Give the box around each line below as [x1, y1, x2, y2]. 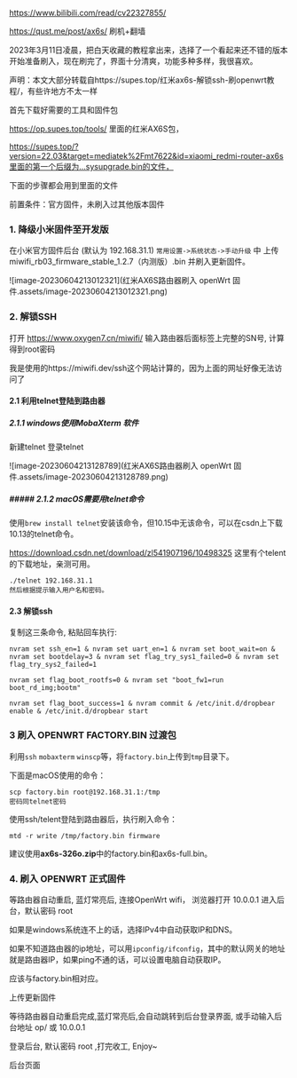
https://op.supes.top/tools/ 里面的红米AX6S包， [9, 123, 184, 134]
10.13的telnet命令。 [9, 528, 79, 540]
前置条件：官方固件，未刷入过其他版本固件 [9, 199, 165, 210]
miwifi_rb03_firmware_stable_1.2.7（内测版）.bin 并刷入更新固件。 [9, 257, 251, 267]
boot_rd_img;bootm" [9, 684, 82, 693]
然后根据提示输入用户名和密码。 [9, 586, 109, 595]
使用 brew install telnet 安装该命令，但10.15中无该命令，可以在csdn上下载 [9, 518, 284, 528]
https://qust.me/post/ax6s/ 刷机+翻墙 [9, 26, 146, 36]
